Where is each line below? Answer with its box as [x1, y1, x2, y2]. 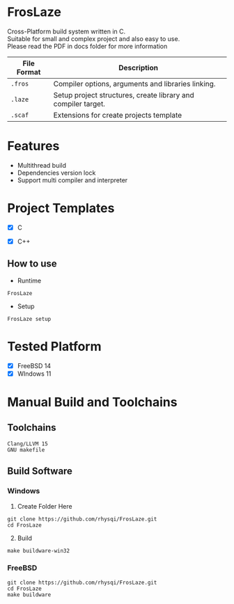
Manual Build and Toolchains [7, 395, 178, 410]
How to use [7, 258, 57, 270]
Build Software [7, 466, 73, 477]
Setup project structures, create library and [53, 90, 194, 100]
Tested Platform [7, 338, 102, 354]
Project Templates [7, 200, 115, 216]
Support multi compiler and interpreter [17, 175, 128, 184]
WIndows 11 [17, 369, 52, 378]
